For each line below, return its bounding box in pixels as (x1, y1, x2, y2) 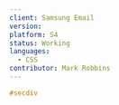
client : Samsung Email (9, 13, 95, 23)
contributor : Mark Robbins (9, 64, 111, 73)
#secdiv (9, 88, 39, 98)
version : (9, 22, 42, 31)
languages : (9, 47, 50, 56)
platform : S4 (9, 30, 59, 39)
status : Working (9, 38, 70, 48)
